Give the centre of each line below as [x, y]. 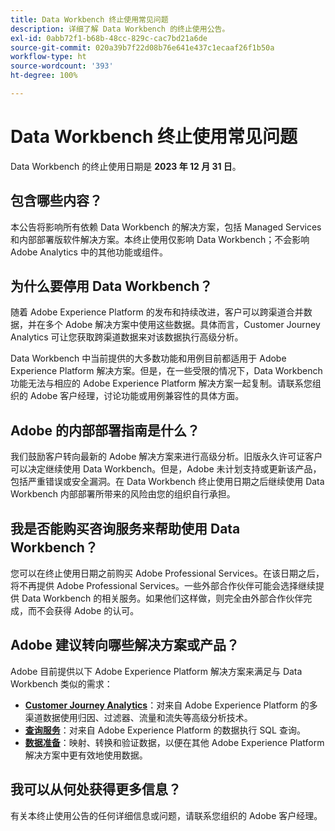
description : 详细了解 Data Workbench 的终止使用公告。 [120, 29]
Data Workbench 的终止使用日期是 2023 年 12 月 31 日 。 [126, 166]
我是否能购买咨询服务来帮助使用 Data [125, 528]
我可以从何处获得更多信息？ [96, 789]
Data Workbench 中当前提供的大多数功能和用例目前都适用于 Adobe [148, 358]
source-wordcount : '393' [62, 66]
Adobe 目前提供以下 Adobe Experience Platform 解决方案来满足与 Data [156, 671]
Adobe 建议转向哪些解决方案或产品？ [125, 645]
